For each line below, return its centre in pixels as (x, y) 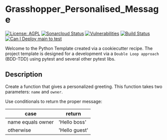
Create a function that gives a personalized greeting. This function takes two (84, 86)
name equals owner (31, 122)
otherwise (19, 130)
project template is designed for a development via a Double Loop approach (82, 54)
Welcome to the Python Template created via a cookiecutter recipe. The (79, 48)
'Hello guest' (74, 130)
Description (24, 75)
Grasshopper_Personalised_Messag (82, 9)
